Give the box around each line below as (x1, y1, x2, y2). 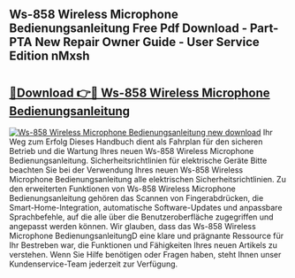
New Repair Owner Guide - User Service (34, 35, 260, 50)
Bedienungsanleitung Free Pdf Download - (9, 21, 247, 36)
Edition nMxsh (9, 49, 90, 64)
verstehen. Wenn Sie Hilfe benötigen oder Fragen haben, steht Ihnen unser (9, 250, 282, 259)
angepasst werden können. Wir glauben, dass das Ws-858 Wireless (9, 221, 256, 231)
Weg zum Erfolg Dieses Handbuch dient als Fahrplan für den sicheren (9, 136, 263, 147)
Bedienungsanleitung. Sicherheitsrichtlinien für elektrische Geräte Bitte (9, 155, 268, 166)
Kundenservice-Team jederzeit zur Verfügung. (9, 259, 178, 269)
